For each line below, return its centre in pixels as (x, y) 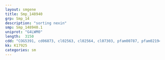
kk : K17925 (16, 45)
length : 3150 (20, 37)
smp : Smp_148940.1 (24, 28)
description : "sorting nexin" (36, 23)
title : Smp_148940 (24, 14)
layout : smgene (21, 9)
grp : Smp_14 (17, 18)
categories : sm (21, 50)
